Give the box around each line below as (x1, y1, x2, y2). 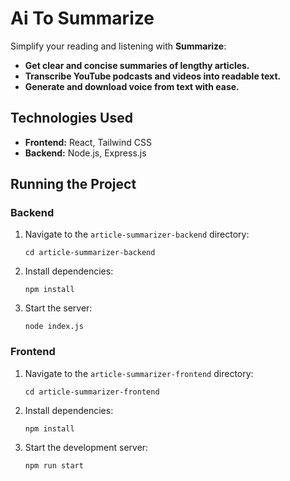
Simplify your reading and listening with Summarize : (10, 40, 227, 52)
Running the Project (10, 176, 137, 193)
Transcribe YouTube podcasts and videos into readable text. (24, 70, 282, 82)
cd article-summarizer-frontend (24, 387, 160, 397)
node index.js (24, 322, 84, 332)
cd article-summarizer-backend (24, 248, 156, 258)
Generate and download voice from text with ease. (24, 80, 240, 92)
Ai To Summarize (10, 7, 155, 30)
